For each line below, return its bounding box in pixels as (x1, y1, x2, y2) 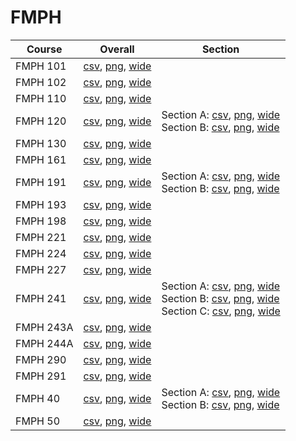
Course (26, 42, 63, 56)
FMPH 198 (15, 214, 67, 228)
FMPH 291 (15, 369, 67, 383)
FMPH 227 (15, 262, 67, 276)
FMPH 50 (15, 414, 61, 428)
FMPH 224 (15, 246, 67, 260)
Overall (99, 42, 135, 56)
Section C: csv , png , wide (161, 304, 281, 318)
